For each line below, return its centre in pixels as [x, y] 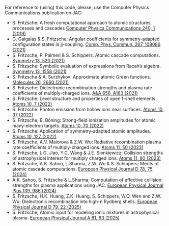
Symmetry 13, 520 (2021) [38, 60]
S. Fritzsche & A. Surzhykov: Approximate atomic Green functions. [81, 77]
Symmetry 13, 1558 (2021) [39, 71]
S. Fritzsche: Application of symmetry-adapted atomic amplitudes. [81, 131]
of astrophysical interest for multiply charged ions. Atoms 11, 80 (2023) [87, 158]
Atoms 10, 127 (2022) [34, 136]
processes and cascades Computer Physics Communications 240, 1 [83, 28]
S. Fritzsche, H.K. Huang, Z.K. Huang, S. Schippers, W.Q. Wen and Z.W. [87, 196]
